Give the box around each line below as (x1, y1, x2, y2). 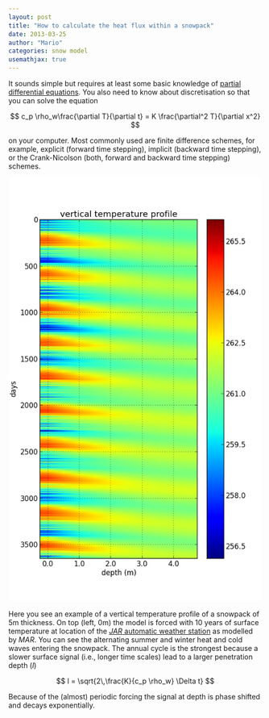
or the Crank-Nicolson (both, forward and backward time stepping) (8, 153, 231, 162)
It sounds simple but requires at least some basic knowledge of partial (8, 79, 242, 88)
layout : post (8, 13, 52, 21)
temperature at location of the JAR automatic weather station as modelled (8, 626, 254, 636)
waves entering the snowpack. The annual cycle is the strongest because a (8, 644, 259, 653)
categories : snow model (8, 47, 89, 56)
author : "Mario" (8, 39, 63, 47)
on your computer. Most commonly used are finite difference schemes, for (8, 136, 255, 145)
